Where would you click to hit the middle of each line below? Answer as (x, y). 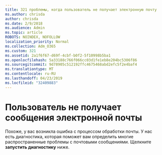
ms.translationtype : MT (29, 69)
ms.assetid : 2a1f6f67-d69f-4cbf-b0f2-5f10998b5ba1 (58, 55)
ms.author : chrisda (25, 14)
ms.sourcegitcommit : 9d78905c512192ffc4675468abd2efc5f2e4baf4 (71, 64)
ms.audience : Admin (25, 28)
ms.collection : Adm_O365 (30, 46)
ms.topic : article (24, 32)
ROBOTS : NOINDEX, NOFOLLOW (33, 37)
